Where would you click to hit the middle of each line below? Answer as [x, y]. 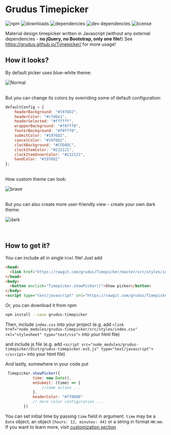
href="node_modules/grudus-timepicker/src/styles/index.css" [72, 329]
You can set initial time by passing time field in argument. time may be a [81, 416]
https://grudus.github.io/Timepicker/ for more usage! [61, 44]
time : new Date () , [52, 378]
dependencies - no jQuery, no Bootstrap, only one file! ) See [69, 39]
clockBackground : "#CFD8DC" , [45, 145]
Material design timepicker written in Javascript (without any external [78, 33]
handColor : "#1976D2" [37, 159]
